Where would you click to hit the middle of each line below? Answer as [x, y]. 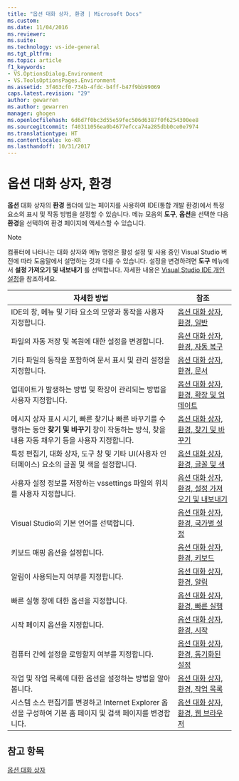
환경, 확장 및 [197, 395]
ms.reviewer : [27, 34]
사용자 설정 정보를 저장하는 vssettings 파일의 [82, 484]
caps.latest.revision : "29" [49, 93]
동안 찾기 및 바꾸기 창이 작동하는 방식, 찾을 [99, 430]
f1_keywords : [27, 67]
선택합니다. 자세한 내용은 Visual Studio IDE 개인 [158, 270]
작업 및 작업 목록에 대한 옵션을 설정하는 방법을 [83, 678]
